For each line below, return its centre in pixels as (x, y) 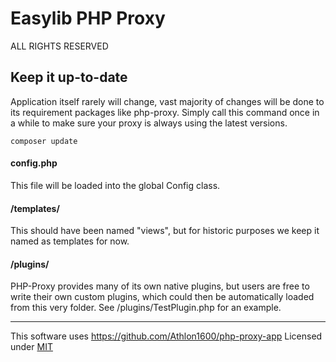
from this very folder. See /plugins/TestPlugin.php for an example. (146, 308)
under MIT (31, 347)
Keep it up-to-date (69, 77)
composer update (44, 141)
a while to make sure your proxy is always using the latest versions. (149, 123)
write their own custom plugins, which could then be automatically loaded (162, 297)
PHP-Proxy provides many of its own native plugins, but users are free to (160, 286)
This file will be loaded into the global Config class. (115, 185)
